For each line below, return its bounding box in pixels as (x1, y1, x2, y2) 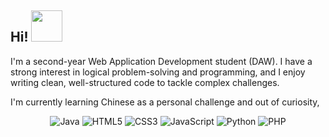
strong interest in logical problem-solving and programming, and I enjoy (10, 66, 306, 78)
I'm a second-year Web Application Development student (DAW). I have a (10, 55, 313, 67)
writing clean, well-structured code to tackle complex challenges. (10, 76, 280, 88)
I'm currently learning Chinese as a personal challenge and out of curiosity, (10, 96, 320, 108)
